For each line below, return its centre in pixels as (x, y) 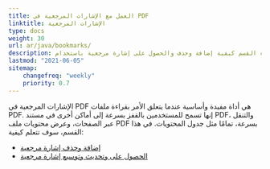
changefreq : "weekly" (59, 76)
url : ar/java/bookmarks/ (50, 46)
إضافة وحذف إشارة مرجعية (60, 147)
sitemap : (23, 68)
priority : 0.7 (46, 83)
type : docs (27, 31)
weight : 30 (27, 38)
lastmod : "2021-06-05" (46, 61)
